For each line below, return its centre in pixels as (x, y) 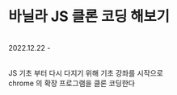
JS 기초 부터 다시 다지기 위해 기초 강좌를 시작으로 (86, 72)
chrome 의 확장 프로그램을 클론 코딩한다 (72, 83)
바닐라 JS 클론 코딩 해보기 (89, 17)
